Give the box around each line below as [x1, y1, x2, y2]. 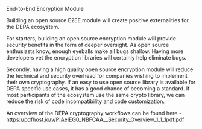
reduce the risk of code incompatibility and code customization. [6, 98, 165, 105]
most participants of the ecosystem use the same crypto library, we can [6, 92, 185, 98]
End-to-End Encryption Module [6, 5, 84, 12]
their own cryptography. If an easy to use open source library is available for [6, 78, 196, 86]
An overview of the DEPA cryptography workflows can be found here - [6, 110, 182, 116]
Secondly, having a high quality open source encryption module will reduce [6, 66, 194, 73]
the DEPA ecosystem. [6, 24, 60, 30]
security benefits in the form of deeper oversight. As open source [6, 42, 169, 48]
